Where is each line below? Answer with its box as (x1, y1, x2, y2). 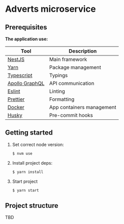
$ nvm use (12, 151, 33, 156)
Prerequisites (5, 23, 47, 31)
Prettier (7, 96, 25, 103)
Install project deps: (12, 160, 53, 166)
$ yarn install (12, 169, 44, 174)
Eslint (7, 88, 21, 94)
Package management (49, 64, 101, 71)
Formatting (49, 96, 75, 103)
